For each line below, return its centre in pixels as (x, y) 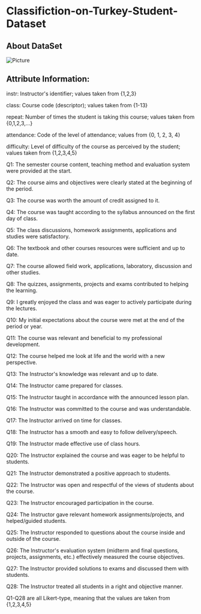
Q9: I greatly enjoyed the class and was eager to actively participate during (99, 302)
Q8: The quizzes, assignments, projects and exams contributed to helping (97, 284)
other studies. (23, 272)
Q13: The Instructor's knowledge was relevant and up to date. (82, 374)
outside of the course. (34, 538)
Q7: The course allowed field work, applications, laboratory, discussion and (99, 266)
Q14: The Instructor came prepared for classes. (64, 386)
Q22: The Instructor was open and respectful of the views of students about (100, 484)
